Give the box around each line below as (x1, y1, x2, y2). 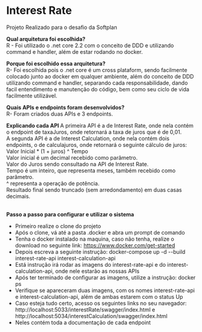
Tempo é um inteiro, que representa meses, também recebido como (6, 167, 176, 174)
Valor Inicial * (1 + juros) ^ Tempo (6, 148, 89, 155)
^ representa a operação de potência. (6, 180, 100, 187)
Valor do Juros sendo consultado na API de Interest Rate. (6, 160, 149, 168)
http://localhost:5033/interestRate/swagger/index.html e (15, 306, 155, 313)
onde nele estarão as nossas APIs (55, 267, 140, 275)
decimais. (6, 192, 31, 200)
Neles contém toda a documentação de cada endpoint (15, 319, 151, 326)
